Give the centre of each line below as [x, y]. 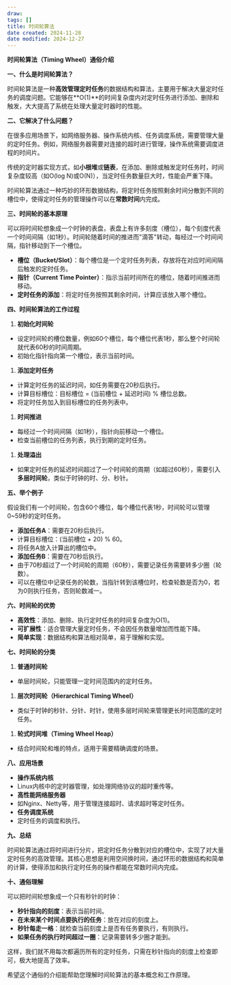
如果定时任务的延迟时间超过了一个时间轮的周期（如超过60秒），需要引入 [119, 470]
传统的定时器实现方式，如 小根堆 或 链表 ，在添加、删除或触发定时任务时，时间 [115, 167]
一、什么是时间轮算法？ [40, 74]
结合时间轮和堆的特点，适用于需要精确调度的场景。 [89, 749]
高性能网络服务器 [41, 795]
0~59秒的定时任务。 [36, 516]
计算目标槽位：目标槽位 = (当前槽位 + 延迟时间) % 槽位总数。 [103, 394]
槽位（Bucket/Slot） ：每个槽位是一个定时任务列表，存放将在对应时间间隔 [120, 260]
